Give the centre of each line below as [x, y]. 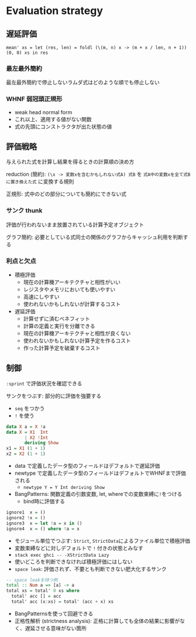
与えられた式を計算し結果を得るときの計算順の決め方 [70, 162]
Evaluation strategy [55, 11]
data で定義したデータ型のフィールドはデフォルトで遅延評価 [87, 466]
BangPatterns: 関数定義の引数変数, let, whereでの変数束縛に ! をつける [98, 494]
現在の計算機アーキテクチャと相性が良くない [77, 333]
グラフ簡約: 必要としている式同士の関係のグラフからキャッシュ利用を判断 [94, 237]
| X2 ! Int [36, 437]
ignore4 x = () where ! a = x [43, 529]
